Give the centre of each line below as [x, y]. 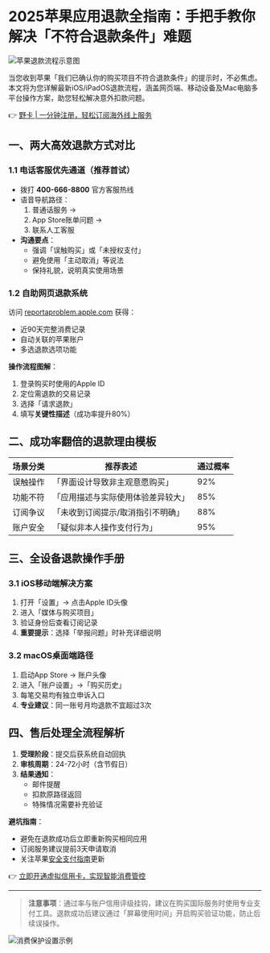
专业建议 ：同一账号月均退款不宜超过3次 [86, 705]
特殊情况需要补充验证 [67, 804]
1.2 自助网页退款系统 [48, 293]
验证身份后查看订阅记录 [59, 622]
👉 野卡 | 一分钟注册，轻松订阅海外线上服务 [80, 114]
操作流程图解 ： [33, 366]
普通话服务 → [54, 210]
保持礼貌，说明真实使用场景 [78, 270]
